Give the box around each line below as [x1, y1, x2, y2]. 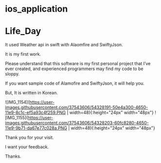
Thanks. [5, 153, 21, 159]
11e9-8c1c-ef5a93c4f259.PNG [5, 109, 66, 115]
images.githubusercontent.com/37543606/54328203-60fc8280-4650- [5, 120, 149, 126]
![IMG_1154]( [5, 99, 30, 105]
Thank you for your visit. [5, 135, 54, 141]
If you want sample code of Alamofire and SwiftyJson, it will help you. [5, 80, 144, 86]
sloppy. [5, 71, 20, 77]
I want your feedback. [5, 144, 49, 150]
